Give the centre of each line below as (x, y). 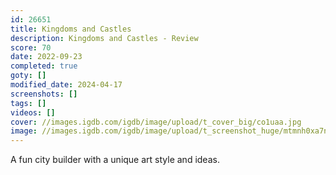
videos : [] (33, 112)
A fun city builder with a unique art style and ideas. (115, 160)
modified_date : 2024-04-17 (66, 85)
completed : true (44, 66)
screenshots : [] (44, 94)
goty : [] (28, 76)
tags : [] (28, 103)
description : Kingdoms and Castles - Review (104, 38)
